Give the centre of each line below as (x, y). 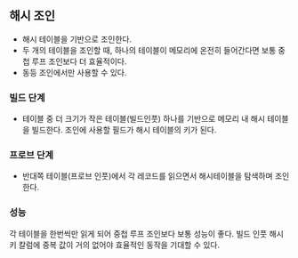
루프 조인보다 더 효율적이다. (79, 61)
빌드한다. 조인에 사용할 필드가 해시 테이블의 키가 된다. (124, 130)
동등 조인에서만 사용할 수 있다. (74, 72)
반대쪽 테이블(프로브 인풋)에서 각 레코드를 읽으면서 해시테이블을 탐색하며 (147, 176)
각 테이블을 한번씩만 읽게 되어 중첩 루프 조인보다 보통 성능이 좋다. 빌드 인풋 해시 (147, 233)
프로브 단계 (32, 156)
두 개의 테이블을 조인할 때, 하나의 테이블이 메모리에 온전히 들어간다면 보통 (149, 50)
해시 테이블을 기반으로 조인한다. (77, 39)
